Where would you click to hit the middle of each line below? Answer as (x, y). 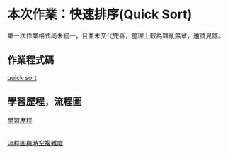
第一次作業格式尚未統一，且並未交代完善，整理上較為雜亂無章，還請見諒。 (116, 35)
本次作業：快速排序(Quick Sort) (100, 15)
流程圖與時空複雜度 (35, 143)
